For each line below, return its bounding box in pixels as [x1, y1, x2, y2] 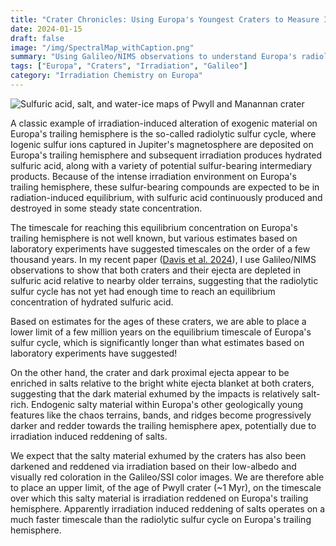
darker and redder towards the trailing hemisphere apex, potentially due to [10, 419, 317, 431]
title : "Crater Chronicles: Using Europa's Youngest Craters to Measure [10, 14, 320, 25]
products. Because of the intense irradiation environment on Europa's [10, 170, 297, 182]
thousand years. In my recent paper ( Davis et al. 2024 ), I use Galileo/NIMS [10, 253, 317, 265]
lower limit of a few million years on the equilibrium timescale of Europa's [10, 326, 312, 338]
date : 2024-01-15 [10, 24, 83, 34]
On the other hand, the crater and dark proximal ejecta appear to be [10, 366, 290, 378]
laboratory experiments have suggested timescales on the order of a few [10, 242, 311, 255]
